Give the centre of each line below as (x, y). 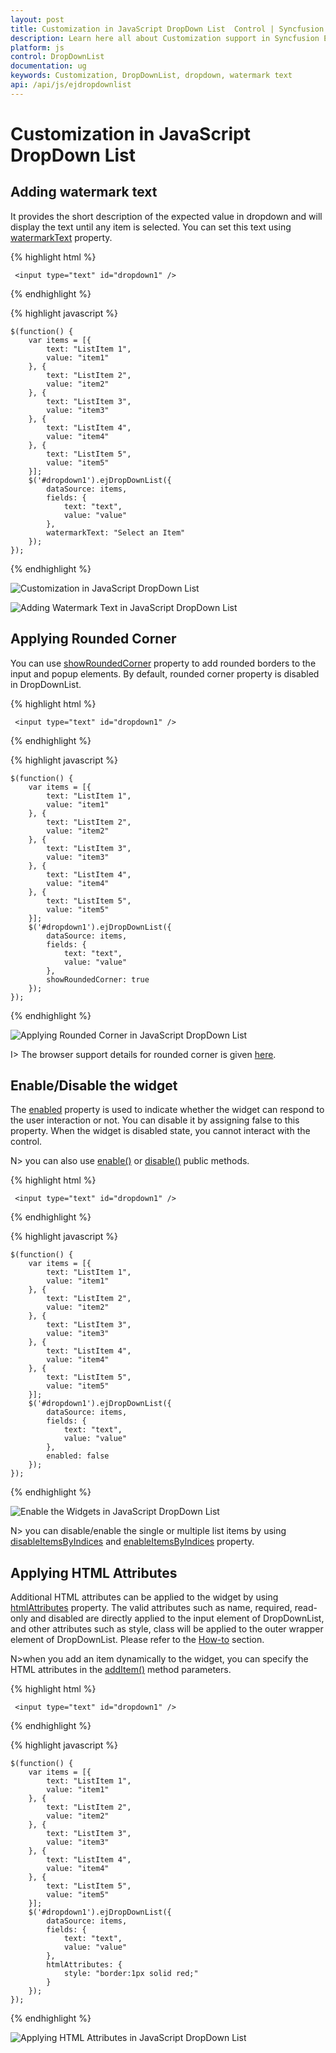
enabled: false (78, 1456)
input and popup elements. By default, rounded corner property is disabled (165, 673)
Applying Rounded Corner (93, 639)
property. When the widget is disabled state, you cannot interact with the (160, 1131)
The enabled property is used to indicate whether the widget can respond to (167, 1110)
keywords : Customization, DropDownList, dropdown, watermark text (151, 76)
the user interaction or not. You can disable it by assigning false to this (155, 1120)
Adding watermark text (84, 192)
